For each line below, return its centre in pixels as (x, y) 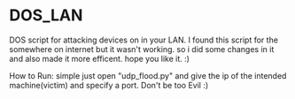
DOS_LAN (46, 15)
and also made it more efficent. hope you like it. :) (100, 58)
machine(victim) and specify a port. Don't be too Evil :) (109, 85)
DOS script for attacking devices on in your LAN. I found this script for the (144, 40)
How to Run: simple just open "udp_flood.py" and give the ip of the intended (148, 75)
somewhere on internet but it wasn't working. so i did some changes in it (142, 49)
